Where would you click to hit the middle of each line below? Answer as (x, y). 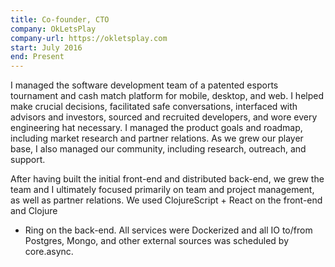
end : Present (37, 57)
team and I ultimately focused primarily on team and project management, (162, 190)
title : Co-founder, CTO (60, 19)
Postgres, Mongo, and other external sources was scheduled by (157, 241)
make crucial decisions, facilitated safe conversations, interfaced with (154, 107)
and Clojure (34, 211)
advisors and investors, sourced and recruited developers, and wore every (164, 117)
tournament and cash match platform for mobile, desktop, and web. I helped (167, 96)
